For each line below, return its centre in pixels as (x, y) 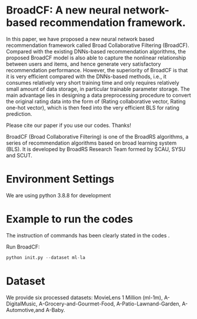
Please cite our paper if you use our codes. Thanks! (69, 125)
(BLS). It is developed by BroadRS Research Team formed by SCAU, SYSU (96, 149)
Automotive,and (25, 310)
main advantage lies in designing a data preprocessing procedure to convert (98, 95)
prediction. (19, 114)
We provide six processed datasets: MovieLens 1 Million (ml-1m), (84, 297)
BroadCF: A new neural (64, 10)
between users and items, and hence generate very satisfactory (84, 64)
